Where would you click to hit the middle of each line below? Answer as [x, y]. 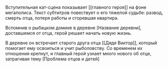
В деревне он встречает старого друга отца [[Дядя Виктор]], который [81, 43]
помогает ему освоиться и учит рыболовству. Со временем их [74, 48]
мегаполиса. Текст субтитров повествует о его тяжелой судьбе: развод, [84, 13]
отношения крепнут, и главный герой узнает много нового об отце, [78, 53]
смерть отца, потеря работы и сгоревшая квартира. [62, 18]
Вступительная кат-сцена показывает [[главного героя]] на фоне [76, 7]
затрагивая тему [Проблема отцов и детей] [53, 59]
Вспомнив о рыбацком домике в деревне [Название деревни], [74, 28]
